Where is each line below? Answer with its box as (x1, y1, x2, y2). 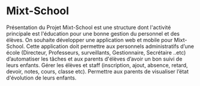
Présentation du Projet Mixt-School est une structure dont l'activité (6, 24, 171, 31)
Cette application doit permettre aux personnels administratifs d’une (26, 43, 195, 50)
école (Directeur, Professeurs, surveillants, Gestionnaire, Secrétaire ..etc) (6, 49, 186, 56)
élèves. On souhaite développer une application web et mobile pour (6, 36, 173, 43)
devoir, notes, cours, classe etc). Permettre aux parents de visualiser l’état (6, 68, 189, 75)
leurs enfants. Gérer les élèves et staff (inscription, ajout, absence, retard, (6, 61, 188, 69)
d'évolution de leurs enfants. (6, 74, 77, 81)
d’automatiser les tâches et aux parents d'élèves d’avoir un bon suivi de (6, 55, 183, 62)
